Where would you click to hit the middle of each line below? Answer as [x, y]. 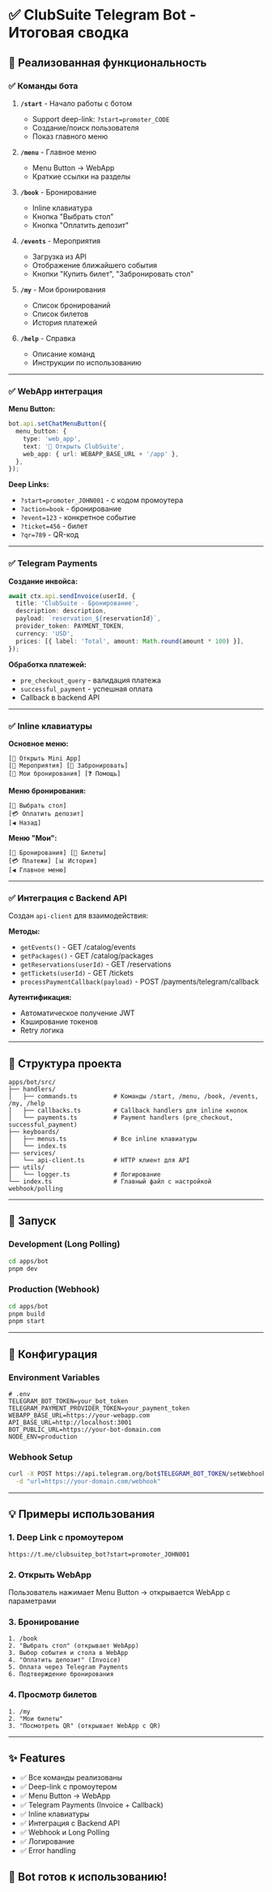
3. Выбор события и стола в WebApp [68, 1653]
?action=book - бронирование [71, 509]
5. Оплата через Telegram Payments [68, 1667]
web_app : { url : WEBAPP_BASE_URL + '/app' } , [101, 454]
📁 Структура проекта [65, 1064]
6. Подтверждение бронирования [61, 1674]
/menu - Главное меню [58, 152]
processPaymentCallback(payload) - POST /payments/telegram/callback [139, 982]
